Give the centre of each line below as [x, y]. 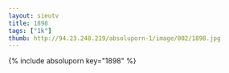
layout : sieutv [34, 16]
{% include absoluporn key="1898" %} [72, 61]
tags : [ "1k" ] [30, 30]
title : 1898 [28, 23]
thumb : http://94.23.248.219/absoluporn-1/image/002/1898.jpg [115, 38]
